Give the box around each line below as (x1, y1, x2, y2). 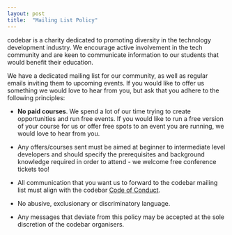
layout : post (7, 10, 45, 17)
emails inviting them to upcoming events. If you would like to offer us (7, 79, 205, 87)
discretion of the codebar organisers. (17, 220, 125, 228)
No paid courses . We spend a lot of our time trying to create (17, 107, 192, 115)
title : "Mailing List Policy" (7, 17, 98, 24)
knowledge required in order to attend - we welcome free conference (17, 157, 217, 165)
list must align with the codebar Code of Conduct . (17, 186, 161, 194)
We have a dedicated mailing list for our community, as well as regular (7, 71, 208, 80)
